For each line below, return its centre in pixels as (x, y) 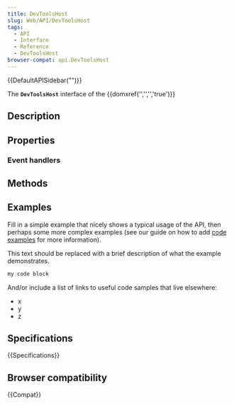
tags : (15, 27)
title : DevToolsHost (38, 14)
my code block (28, 274)
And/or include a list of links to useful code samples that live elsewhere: (112, 287)
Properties (31, 140)
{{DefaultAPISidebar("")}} (45, 80)
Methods (28, 183)
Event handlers (34, 160)
